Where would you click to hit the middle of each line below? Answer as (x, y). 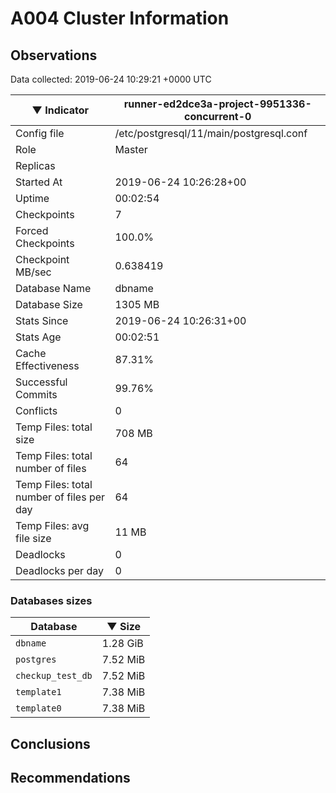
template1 (38, 692)
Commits (36, 394)
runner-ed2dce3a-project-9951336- (217, 104)
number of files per (60, 497)
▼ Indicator (60, 110)
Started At (39, 182)
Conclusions (50, 743)
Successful (41, 382)
